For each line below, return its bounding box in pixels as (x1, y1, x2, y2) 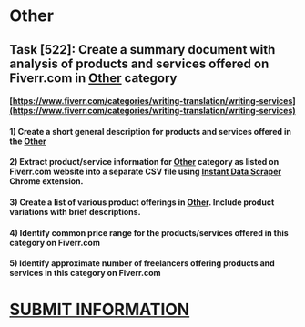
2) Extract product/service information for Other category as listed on (9, 157, 280, 168)
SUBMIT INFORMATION (9, 300, 190, 320)
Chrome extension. (9, 176, 84, 187)
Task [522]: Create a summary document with (9, 42, 276, 57)
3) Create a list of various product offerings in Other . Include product (9, 197, 275, 208)
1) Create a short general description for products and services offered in (9, 126, 291, 137)
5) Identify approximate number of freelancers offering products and (9, 258, 275, 269)
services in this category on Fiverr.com (9, 268, 161, 279)
